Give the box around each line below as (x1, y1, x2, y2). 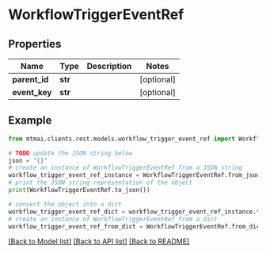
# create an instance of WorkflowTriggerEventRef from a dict (8, 215, 218, 223)
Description (86, 61, 132, 71)
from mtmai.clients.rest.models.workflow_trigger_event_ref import (8, 135, 236, 143)
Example (8, 113, 52, 128)
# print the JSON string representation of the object (8, 178, 193, 187)
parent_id (12, 74, 49, 85)
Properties (8, 37, 62, 51)
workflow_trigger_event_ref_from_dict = (8, 222, 144, 231)
